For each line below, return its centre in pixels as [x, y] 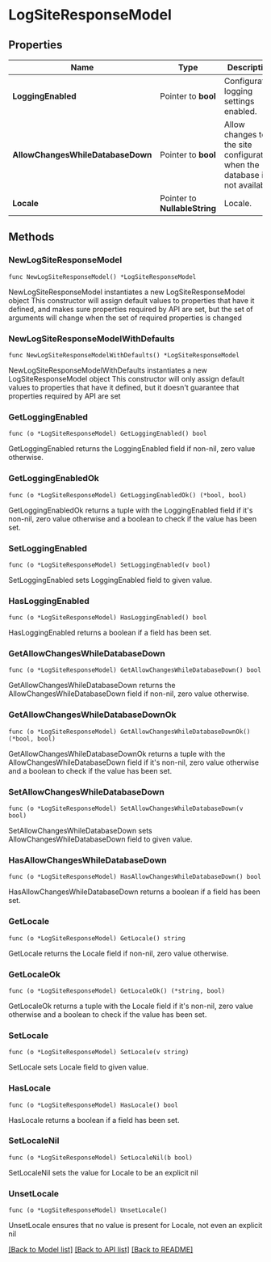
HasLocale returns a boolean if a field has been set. [94, 1120]
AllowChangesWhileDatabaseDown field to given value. [100, 839]
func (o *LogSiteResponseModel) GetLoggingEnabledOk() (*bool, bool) [128, 495]
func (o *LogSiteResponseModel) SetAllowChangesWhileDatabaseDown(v [126, 809]
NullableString [188, 208]
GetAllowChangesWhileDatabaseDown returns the [92, 686]
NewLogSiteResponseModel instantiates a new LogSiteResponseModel [127, 292]
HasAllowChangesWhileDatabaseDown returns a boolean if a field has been [134, 892]
